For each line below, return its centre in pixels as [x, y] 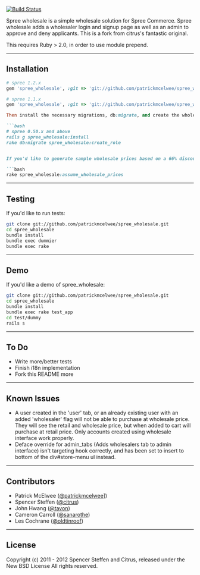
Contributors [31, 481]
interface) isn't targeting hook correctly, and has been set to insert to [99, 451]
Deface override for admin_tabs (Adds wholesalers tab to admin [93, 444]
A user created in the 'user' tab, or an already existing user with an [96, 413]
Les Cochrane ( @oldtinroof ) [49, 521]
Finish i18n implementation [47, 368]
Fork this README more [44, 374]
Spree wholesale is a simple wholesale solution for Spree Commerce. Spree [99, 21]
